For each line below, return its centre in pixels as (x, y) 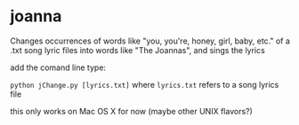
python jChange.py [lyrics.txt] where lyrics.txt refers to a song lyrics (145, 84)
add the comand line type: (58, 67)
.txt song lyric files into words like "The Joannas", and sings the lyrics (137, 50)
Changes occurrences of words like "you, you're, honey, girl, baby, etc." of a (150, 41)
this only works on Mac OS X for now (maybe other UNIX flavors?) (131, 111)
